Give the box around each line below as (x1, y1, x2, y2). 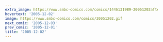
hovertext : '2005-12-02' (5, 12, 55, 16)
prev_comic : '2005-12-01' (5, 25, 57, 30)
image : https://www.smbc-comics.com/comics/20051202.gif (5, 16, 123, 21)
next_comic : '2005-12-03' (5, 20, 57, 26)
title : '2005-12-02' (5, 29, 47, 34)
